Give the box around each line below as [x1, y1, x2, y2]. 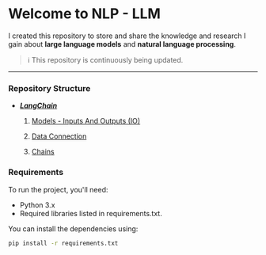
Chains [31, 147, 55, 157]
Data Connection [31, 131, 87, 141]
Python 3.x [19, 200, 55, 210]
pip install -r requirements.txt [8, 239, 119, 247]
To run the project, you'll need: [8, 185, 108, 194]
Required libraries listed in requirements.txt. [19, 208, 162, 218]
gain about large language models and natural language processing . [8, 39, 236, 48]
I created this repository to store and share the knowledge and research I [8, 31, 246, 40]
